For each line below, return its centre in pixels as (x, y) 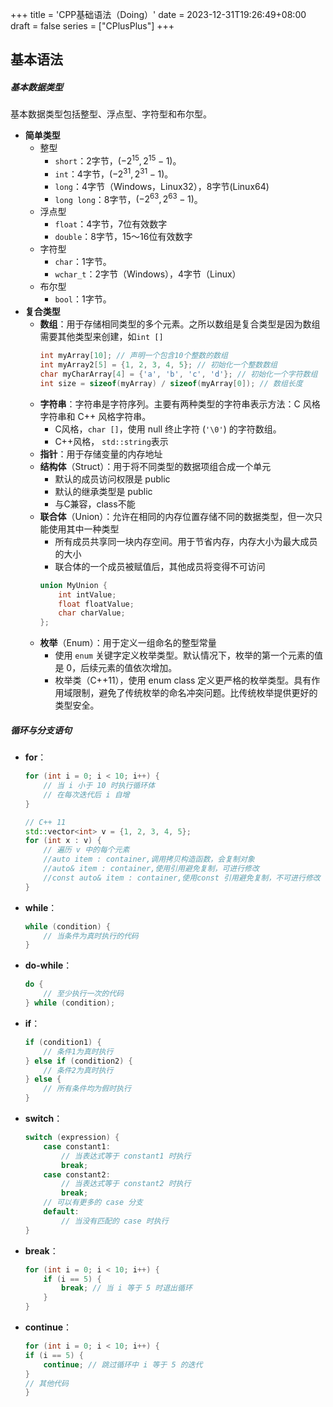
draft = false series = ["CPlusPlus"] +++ (92, 26)
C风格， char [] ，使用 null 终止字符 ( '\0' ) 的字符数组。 (168, 429)
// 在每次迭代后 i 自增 (86, 794)
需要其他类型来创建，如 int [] (101, 337)
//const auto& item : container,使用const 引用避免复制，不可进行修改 (182, 878)
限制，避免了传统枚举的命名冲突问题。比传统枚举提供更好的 (195, 693)
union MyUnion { (73, 585)
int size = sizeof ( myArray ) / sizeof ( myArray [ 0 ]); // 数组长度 (171, 383)
